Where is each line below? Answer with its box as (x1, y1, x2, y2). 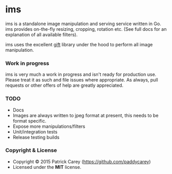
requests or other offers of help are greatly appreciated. (5, 82, 124, 88)
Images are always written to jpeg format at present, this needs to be (12, 112, 159, 119)
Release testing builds (12, 134, 60, 140)
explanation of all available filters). (5, 31, 78, 37)
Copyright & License (5, 147, 58, 154)
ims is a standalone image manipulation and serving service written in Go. (5, 21, 162, 27)
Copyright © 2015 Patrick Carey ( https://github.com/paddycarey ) (12, 158, 151, 165)
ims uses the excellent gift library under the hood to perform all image (5, 41, 153, 47)
